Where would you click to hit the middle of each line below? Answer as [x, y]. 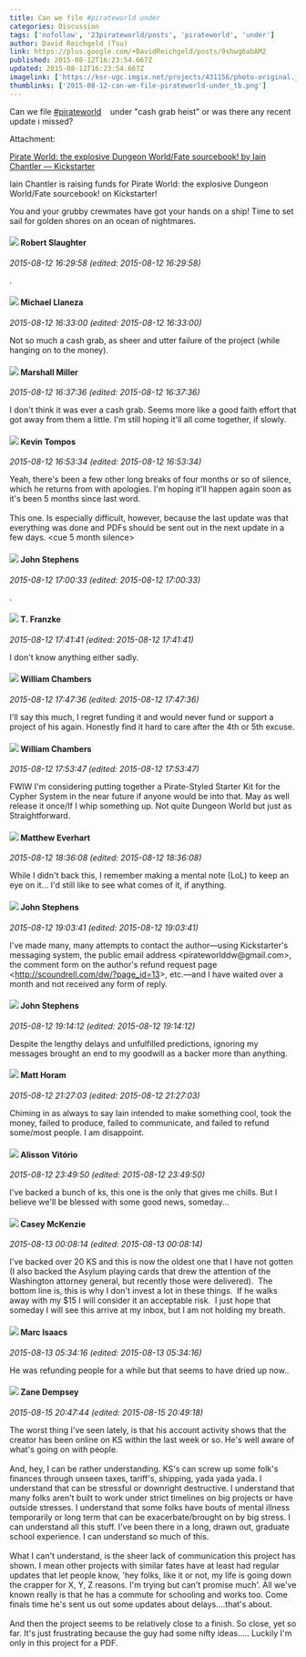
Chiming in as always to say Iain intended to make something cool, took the [150, 1113]
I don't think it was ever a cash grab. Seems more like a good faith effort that [153, 410]
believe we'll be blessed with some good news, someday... [119, 1202]
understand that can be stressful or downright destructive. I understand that [152, 1488]
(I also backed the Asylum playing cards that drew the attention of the [140, 1272]
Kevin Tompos [48, 442]
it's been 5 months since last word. [75, 499]
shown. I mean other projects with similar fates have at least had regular [144, 1565]
